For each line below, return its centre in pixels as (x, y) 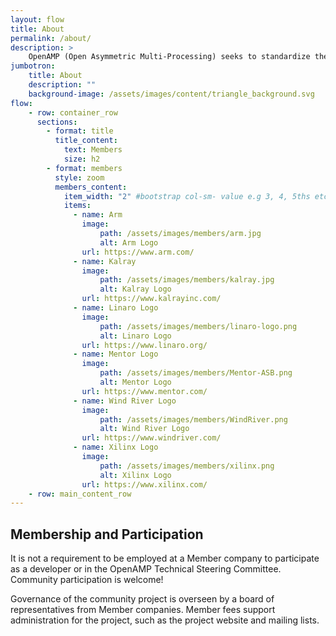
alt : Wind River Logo (144, 429)
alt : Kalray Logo (135, 289)
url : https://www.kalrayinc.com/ (151, 299)
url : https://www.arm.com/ (138, 252)
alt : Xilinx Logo (135, 475)
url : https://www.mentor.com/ (144, 391)
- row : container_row (73, 112)
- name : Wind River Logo (125, 401)
